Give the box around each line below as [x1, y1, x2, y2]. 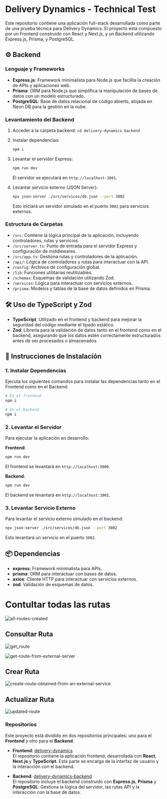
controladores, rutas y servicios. [12, 237, 79, 243]
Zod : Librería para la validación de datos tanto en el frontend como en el [12, 327, 161, 333]
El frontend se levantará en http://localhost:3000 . [5, 464, 110, 470]
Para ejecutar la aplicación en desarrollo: [5, 435, 89, 441]
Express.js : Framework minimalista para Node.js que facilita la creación [12, 77, 160, 83]
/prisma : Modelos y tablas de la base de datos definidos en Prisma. [12, 285, 151, 291]
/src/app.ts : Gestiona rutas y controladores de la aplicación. [12, 253, 138, 259]
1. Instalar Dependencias [5, 367, 66, 374]
